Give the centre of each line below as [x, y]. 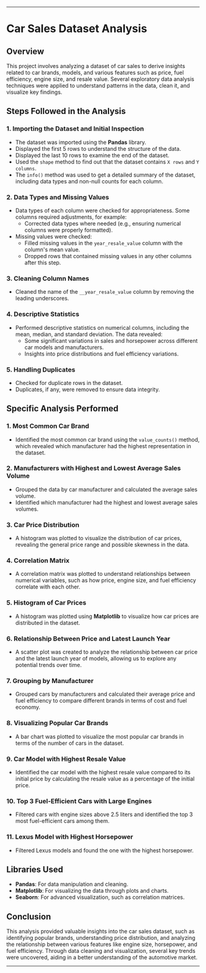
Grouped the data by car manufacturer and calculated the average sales [106, 489]
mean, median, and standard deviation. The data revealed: [89, 334]
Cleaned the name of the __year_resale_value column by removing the [105, 292]
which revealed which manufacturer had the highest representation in [103, 446]
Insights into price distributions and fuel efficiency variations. [101, 354]
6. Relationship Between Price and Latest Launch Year [88, 638]
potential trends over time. [48, 665]
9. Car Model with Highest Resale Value [66, 759]
